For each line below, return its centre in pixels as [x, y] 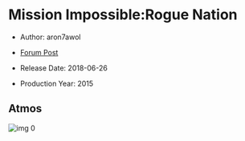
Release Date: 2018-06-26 [64, 68]
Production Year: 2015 [57, 83]
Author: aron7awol [50, 37]
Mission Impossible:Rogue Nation [123, 15]
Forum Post [39, 52]
